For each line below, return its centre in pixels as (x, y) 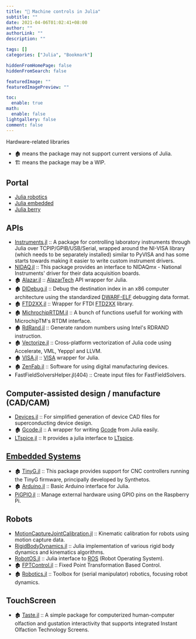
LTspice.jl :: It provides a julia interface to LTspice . (74, 438)
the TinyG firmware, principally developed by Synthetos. (82, 479)
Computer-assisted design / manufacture (83, 393)
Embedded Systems (43, 457)
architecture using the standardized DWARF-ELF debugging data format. (102, 297)
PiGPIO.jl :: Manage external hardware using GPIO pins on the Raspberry (102, 495)
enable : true (27, 103)
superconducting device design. (53, 423)
